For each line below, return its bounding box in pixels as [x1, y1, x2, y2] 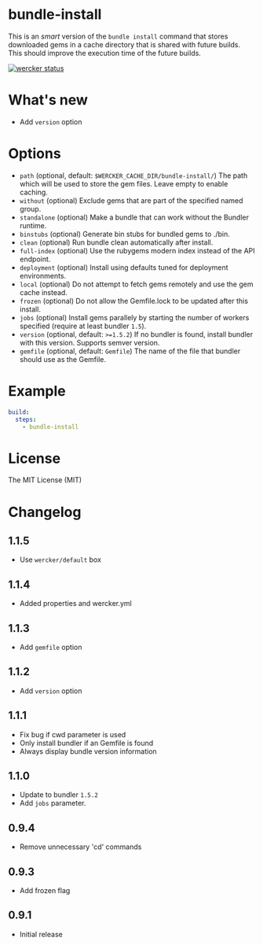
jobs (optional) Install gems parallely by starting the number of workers [19, 312, 250, 322]
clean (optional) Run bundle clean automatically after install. [19, 238, 214, 247]
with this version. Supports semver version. [19, 338, 160, 347]
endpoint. [19, 254, 51, 264]
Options [8, 145, 61, 163]
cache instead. [19, 287, 68, 297]
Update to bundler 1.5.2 [19, 790, 98, 799]
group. [19, 204, 42, 213]
